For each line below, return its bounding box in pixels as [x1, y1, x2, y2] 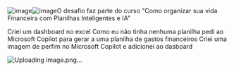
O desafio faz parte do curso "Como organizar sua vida [56, 7, 218, 15]
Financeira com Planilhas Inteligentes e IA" [7, 14, 131, 22]
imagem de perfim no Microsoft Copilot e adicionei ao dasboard [7, 42, 193, 50]
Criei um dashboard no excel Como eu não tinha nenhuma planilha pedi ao [7, 28, 224, 35]
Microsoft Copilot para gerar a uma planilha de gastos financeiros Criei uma [7, 35, 228, 43]
